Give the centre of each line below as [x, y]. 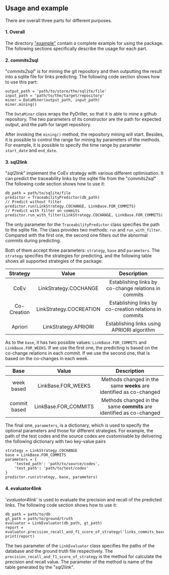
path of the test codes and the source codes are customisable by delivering [83, 436]
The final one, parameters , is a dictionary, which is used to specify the [77, 425]
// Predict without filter [33, 202]
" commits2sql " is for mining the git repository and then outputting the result [84, 71]
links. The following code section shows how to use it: [61, 505]
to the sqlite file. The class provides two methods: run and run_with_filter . [83, 230]
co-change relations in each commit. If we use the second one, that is [77, 353]
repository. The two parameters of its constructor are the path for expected [83, 119]
